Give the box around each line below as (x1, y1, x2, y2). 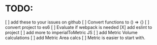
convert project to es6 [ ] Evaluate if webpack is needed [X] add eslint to (5, 24, 153, 30)
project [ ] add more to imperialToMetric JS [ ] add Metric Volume (5, 29, 138, 35)
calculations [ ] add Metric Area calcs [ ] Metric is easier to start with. (5, 35, 146, 41)
